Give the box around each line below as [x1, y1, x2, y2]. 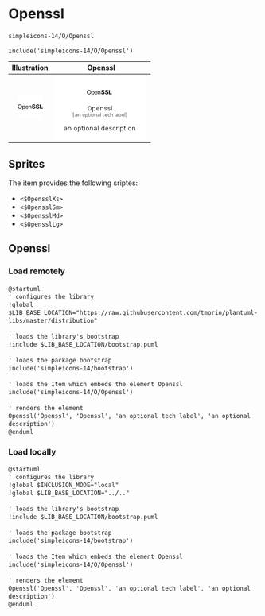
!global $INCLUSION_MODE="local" [8, 481, 119, 489]
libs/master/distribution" [8, 316, 98, 324]
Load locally [8, 446, 57, 457]
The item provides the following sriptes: [8, 178, 138, 188]
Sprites [8, 157, 45, 171]
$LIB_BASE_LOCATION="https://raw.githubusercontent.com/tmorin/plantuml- [8, 308, 259, 316]
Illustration [11, 63, 49, 72]
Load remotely [8, 265, 66, 277]
